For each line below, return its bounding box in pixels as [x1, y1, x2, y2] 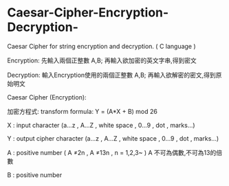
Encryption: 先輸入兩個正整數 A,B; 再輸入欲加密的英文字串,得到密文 [7, 56, 197, 65]
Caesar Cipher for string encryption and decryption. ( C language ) [7, 42, 196, 50]
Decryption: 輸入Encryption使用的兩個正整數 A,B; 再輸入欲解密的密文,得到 [7, 71, 217, 79]
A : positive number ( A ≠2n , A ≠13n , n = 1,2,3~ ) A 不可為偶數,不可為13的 [7, 148, 217, 156]
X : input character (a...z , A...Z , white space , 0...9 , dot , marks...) [7, 121, 195, 129]
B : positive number [7, 170, 63, 179]
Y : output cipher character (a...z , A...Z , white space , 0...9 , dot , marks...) [7, 134, 219, 142]
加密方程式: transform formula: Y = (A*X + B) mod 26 [7, 107, 158, 115]
